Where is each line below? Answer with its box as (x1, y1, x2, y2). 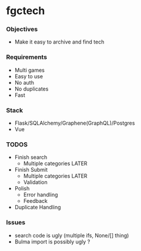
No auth (14, 79, 34, 86)
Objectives (6, 25, 38, 34)
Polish (14, 185, 30, 192)
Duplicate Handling (14, 204, 61, 211)
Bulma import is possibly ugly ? (14, 238, 90, 245)
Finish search (14, 154, 48, 161)
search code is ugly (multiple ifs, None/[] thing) (14, 232, 129, 239)
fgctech (6, 4, 45, 18)
